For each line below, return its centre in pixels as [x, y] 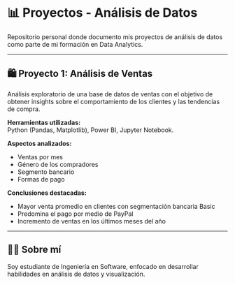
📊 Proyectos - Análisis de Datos [102, 13]
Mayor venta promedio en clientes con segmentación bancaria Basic [116, 206]
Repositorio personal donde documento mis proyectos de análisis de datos [115, 37]
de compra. [24, 109]
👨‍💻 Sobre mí [34, 250]
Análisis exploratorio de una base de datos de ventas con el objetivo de [110, 94]
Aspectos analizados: [40, 143]
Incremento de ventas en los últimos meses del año [92, 221]
